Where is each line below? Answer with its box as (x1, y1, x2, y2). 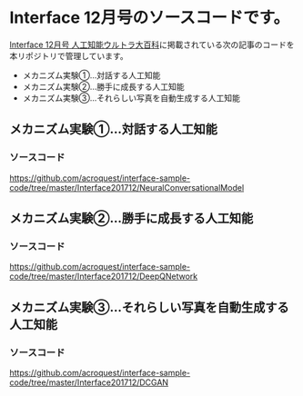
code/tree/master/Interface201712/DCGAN (9, 377, 169, 388)
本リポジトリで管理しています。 (9, 50, 129, 61)
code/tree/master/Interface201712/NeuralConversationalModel (9, 182, 245, 193)
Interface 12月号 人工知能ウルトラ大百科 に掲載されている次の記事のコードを (9, 39, 295, 50)
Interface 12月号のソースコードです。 (9, 7, 290, 28)
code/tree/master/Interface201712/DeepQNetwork (9, 271, 198, 282)
